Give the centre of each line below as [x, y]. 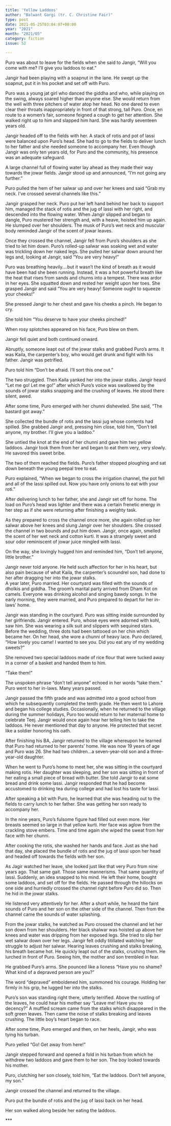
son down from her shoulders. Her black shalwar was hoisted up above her [84, 929]
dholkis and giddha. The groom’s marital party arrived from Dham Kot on [81, 589]
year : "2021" [19, 29]
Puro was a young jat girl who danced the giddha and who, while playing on [85, 93]
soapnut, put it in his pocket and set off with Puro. [58, 83]
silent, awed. [19, 396]
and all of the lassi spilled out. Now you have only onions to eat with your [82, 484]
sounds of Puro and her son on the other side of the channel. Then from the [85, 908]
